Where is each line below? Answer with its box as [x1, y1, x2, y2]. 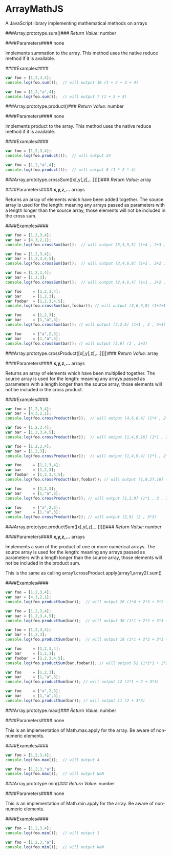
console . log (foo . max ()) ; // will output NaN [5, 771, 104, 777]
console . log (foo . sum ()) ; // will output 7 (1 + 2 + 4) [5, 94, 127, 99]
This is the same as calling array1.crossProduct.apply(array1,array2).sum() [5, 570, 162, 576]
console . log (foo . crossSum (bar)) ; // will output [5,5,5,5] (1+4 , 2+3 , [5, 242, 166, 247]
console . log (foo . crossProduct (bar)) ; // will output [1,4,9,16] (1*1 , [5, 434, 164, 440]
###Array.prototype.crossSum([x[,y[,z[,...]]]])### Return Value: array [5, 176, 152, 183]
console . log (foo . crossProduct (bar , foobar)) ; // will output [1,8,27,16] [5, 477, 164, 482]
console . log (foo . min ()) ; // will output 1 [5, 830, 100, 836]
